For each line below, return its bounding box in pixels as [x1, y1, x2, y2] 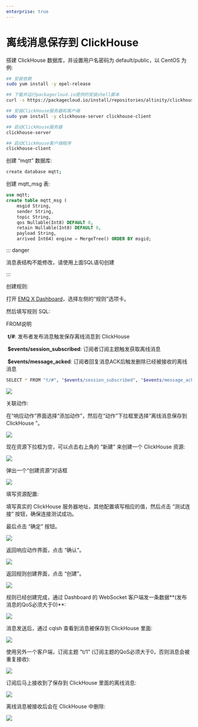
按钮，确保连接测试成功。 [15, 510, 78, 517]
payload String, [16, 231, 57, 237]
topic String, [16, 214, 51, 220]
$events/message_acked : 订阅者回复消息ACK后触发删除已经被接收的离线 [7, 358, 187, 365]
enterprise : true [6, 8, 49, 15]
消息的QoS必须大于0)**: [6, 601, 67, 608]
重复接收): [6, 656, 31, 663]
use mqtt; [6, 192, 31, 198]
